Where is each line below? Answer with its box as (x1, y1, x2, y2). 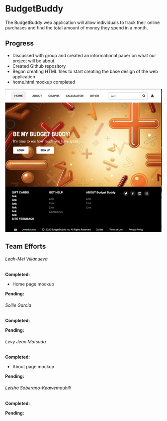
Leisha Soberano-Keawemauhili (5, 385, 71, 391)
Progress (5, 39, 34, 48)
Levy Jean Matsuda (5, 338, 46, 344)
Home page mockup (12, 281, 55, 287)
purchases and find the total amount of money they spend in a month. (5, 24, 148, 30)
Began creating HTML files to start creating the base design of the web (12, 68, 158, 74)
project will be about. (12, 58, 56, 64)
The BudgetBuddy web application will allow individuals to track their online (5, 19, 160, 25)
